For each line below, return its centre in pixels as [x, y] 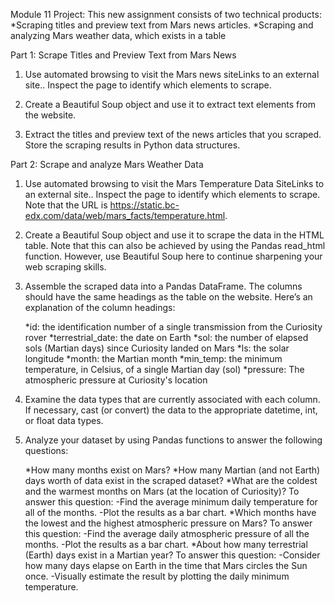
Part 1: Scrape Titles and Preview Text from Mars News [123, 55]
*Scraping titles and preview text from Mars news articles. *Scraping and [162, 25]
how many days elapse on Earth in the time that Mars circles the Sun [166, 565]
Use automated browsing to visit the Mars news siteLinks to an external [172, 74]
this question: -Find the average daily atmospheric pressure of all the [167, 533]
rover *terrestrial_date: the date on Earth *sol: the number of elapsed [166, 337]
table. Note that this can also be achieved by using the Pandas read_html [175, 245]
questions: [46, 450]
